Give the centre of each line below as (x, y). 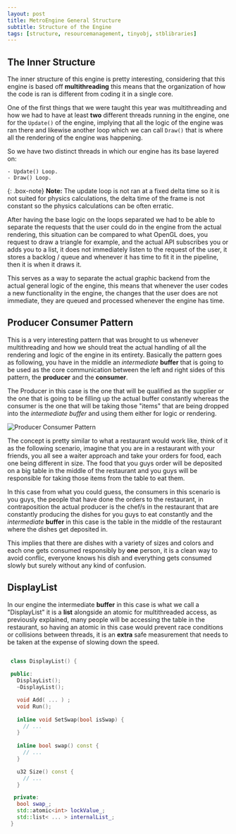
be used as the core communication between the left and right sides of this (116, 369)
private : (26, 797)
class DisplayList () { (44, 661)
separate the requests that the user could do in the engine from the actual (114, 227)
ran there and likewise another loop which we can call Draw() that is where (115, 130)
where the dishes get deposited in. (57, 529)
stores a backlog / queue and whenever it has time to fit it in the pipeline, (113, 257)
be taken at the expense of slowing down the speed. (83, 642)
